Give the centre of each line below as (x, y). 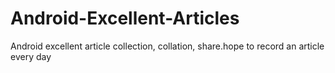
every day (31, 56)
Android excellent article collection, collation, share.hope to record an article (167, 46)
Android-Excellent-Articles (125, 18)
